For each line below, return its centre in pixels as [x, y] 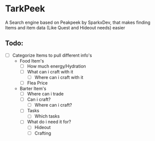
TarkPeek [25, 9]
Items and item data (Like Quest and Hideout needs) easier [65, 27]
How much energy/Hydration [56, 66]
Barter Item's [33, 89]
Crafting [43, 133]
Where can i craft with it [59, 77]
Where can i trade [45, 94]
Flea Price [37, 83]
